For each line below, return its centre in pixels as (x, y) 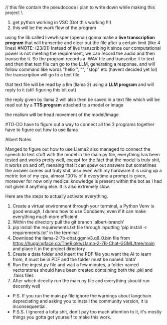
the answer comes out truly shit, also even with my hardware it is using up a (83, 171)
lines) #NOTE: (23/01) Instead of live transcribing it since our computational (83, 48)
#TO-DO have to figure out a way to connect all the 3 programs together (80, 124)
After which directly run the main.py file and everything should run (81, 281)
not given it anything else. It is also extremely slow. (58, 186)
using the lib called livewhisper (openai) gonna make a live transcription (80, 37)
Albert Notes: (19, 139)
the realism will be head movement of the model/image (62, 115)
